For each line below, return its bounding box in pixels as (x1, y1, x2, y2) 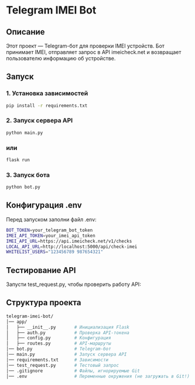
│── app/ (6, 319, 28, 325)
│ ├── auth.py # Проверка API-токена (6, 329, 130, 336)
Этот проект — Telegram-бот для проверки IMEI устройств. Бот (6, 42, 165, 49)
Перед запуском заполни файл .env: (6, 216, 97, 223)
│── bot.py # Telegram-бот (6, 346, 111, 352)
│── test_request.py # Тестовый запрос (6, 362, 119, 368)
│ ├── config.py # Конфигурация (6, 335, 111, 341)
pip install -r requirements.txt (6, 103, 88, 108)
